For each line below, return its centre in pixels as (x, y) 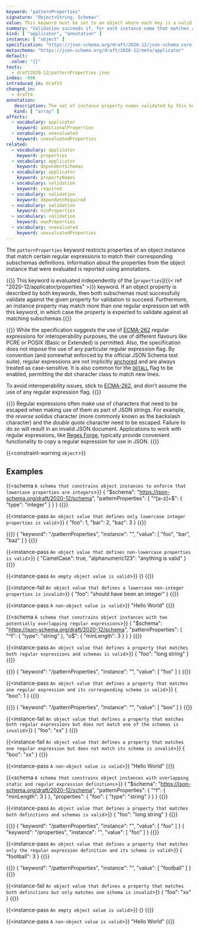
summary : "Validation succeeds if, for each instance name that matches (98, 28)
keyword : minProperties (46, 211)
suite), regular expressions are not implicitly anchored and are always (91, 361)
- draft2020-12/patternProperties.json (61, 73)
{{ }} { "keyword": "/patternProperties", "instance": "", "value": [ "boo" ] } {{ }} (99, 707)
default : (17, 56)
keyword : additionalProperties (55, 128)
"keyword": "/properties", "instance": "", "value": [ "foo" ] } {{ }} (83, 832)
